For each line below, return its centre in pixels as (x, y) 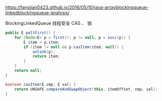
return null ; (28, 71)
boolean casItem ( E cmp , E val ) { (41, 84)
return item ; (46, 56)
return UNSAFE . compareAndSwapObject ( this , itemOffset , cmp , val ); (86, 89)
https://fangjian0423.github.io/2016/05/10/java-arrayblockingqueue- (77, 7)
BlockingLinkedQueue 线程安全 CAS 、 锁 (49, 23)
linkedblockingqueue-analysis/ (37, 13)
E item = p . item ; (42, 42)
